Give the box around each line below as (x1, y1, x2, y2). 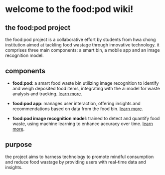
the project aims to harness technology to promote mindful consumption (5, 154, 154, 160)
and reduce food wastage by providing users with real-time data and (5, 159, 146, 165)
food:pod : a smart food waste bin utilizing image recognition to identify (12, 80, 159, 86)
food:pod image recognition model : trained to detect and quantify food (12, 115, 160, 121)
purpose (5, 141, 32, 149)
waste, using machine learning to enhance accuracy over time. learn (12, 121, 153, 127)
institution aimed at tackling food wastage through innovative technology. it (5, 42, 160, 48)
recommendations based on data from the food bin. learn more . (12, 106, 144, 112)
